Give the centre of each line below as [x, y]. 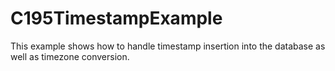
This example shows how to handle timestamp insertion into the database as [168, 46]
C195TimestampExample [116, 18]
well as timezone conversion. [70, 56]
